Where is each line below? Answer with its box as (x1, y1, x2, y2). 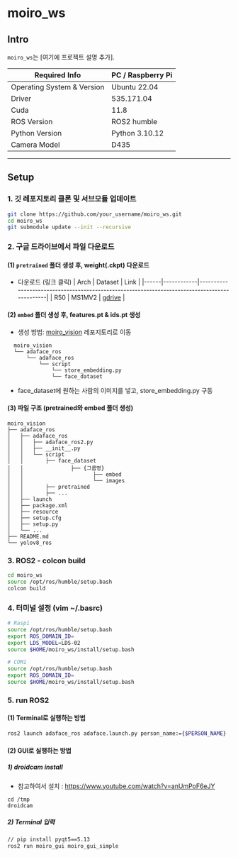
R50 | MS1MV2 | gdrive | (54, 293, 125, 302)
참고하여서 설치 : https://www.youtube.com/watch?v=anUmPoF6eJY (17, 782, 215, 790)
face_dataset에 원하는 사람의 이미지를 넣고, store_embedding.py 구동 (17, 386, 213, 394)
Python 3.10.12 (111, 128, 164, 138)
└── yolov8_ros (7, 539, 52, 546)
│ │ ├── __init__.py (7, 445, 81, 452)
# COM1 (7, 658, 27, 666)
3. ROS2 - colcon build (7, 555, 86, 565)
